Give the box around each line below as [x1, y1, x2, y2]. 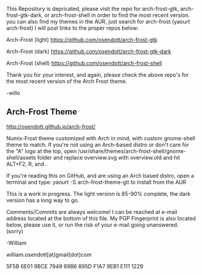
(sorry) [6, 227, 24, 235]
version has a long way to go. [6, 196, 80, 204]
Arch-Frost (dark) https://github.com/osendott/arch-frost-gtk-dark [6, 48, 172, 55]
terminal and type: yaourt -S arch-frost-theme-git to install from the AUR [6, 178, 187, 186]
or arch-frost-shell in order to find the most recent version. [44, 11, 190, 19]
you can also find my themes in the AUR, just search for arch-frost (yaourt [6, 18, 191, 25]
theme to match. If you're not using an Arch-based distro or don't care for [6, 141, 190, 148]
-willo [6, 89, 21, 96]
